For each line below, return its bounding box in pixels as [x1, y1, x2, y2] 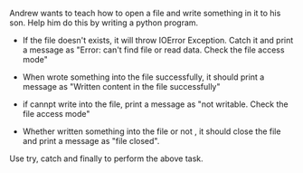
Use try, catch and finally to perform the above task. [9, 153, 204, 164]
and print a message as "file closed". [22, 136, 160, 146]
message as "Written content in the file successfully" [22, 82, 221, 91]
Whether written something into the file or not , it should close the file [22, 126, 281, 137]
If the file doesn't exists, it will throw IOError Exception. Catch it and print [22, 35, 294, 45]
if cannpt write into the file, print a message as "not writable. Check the [22, 99, 289, 110]
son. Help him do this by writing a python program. [9, 17, 199, 28]
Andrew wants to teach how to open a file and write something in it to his [9, 8, 281, 18]
